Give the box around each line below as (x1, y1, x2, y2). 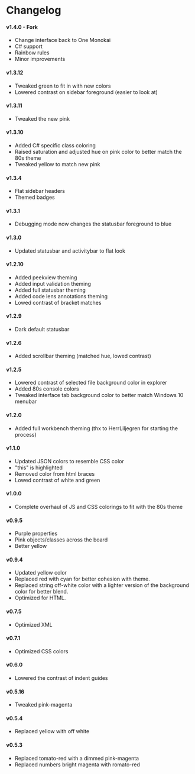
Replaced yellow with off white (14, 728, 90, 735)
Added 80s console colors (14, 385, 79, 392)
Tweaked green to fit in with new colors (14, 82, 111, 89)
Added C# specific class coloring (14, 142, 96, 149)
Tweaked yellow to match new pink (14, 161, 100, 167)
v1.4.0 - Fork (6, 23, 38, 30)
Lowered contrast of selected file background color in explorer (14, 379, 167, 386)
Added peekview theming (14, 273, 77, 281)
